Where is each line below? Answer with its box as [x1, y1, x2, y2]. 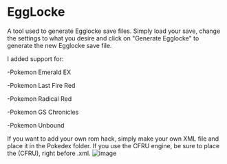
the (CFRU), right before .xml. [7, 149, 91, 157]
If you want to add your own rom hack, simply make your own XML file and [7, 134, 219, 143]
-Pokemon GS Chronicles [7, 108, 79, 116]
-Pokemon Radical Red [7, 94, 72, 103]
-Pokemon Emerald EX [7, 68, 71, 76]
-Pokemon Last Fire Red [7, 81, 76, 89]
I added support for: [7, 54, 64, 62]
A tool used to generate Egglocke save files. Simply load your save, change [7, 27, 221, 35]
